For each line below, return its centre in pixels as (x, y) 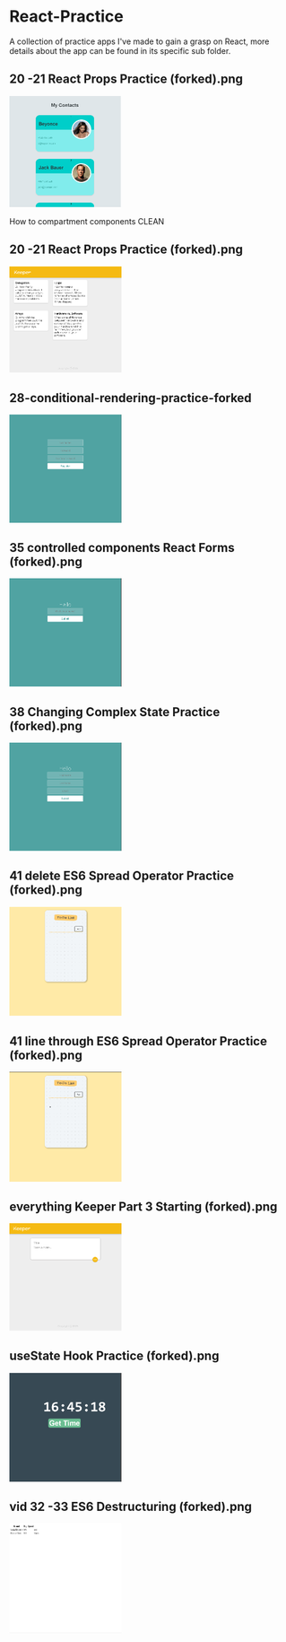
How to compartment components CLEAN (87, 221)
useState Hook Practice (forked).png (114, 1356)
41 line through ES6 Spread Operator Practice (138, 1041)
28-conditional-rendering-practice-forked (131, 398)
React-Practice (66, 17)
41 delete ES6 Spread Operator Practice (122, 876)
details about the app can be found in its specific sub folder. (120, 50)
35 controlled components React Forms (122, 548)
